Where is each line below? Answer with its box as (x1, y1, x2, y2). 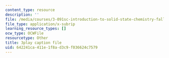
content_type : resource (5, 7, 55, 13)
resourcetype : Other (5, 36, 49, 41)
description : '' (5, 12, 39, 17)
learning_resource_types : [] (5, 26, 66, 31)
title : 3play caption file (5, 40, 62, 45)
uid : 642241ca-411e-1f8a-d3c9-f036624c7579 (5, 45, 98, 50)
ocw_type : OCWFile (5, 31, 44, 36)
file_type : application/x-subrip (5, 21, 75, 27)
